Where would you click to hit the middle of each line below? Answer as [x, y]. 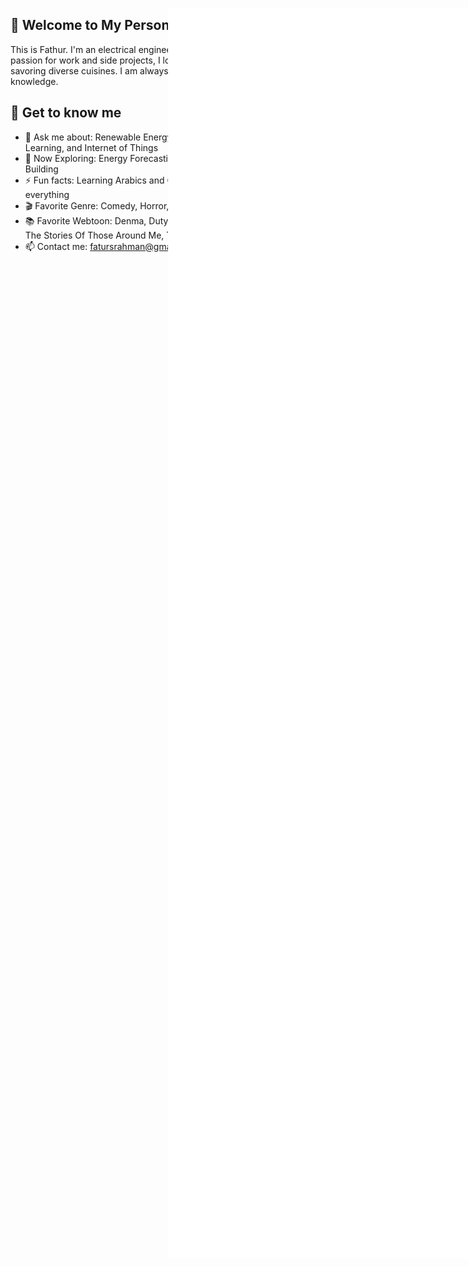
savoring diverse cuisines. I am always [89, 70]
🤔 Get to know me [66, 113]
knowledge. [34, 81]
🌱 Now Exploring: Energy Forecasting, [103, 158]
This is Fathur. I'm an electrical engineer [92, 49]
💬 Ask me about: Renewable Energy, [99, 137]
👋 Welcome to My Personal [96, 25]
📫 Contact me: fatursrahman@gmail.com [110, 246]
